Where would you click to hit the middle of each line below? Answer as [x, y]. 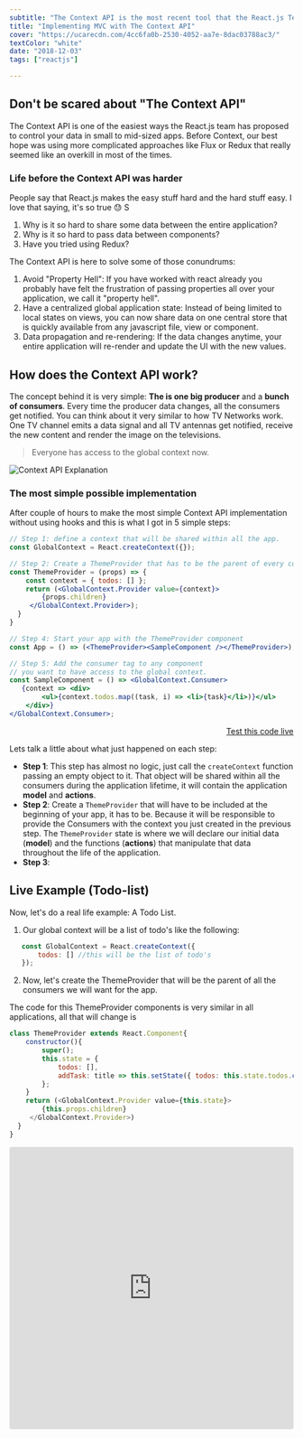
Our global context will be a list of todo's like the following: [131, 929]
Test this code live [260, 731]
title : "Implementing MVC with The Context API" [102, 26]
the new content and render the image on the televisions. [115, 434]
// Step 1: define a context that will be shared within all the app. [145, 539]
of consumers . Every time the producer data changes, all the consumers [145, 406]
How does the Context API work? [104, 374]
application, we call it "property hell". [91, 298]
